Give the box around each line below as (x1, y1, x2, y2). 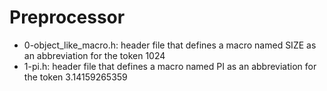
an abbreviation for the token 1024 (23, 49, 166, 61)
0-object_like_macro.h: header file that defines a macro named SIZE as (23, 39, 317, 51)
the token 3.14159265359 (23, 71, 128, 83)
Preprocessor (9, 6, 126, 29)
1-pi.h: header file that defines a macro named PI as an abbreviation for (23, 60, 317, 72)
